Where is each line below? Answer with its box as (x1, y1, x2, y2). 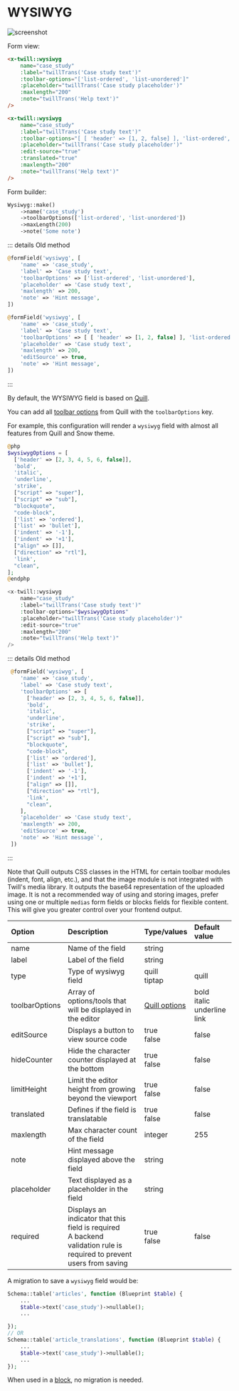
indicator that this (67, 1213, 127, 1223)
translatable (67, 1113, 108, 1123)
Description (67, 926, 109, 936)
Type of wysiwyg (67, 966, 125, 976)
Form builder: (7, 187, 47, 196)
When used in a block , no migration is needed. (7, 1375, 144, 1385)
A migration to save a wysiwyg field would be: (7, 1276, 139, 1285)
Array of (67, 986, 95, 996)
